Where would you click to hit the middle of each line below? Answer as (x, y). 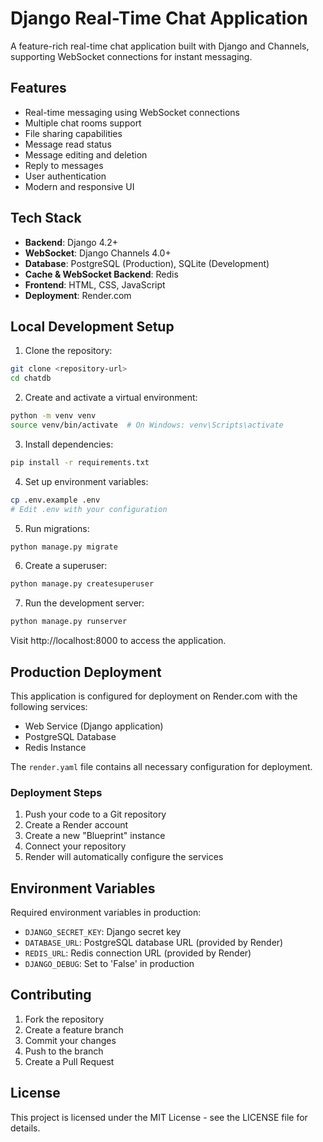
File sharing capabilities (73, 133)
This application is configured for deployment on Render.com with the (154, 696)
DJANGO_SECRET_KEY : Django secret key (103, 932)
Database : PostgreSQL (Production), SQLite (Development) (147, 263)
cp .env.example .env (55, 500)
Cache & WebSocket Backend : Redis (101, 274)
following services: (49, 706)
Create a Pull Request (69, 1061)
